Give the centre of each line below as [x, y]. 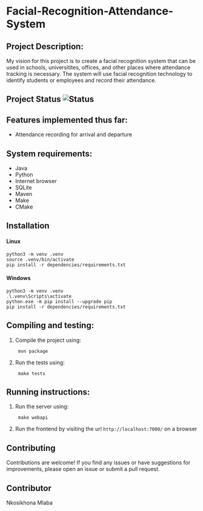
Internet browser [36, 181]
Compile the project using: [48, 340]
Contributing [31, 448]
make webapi [33, 418]
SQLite [23, 188]
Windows [18, 278]
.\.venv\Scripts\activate [39, 296]
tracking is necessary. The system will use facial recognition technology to [99, 74]
